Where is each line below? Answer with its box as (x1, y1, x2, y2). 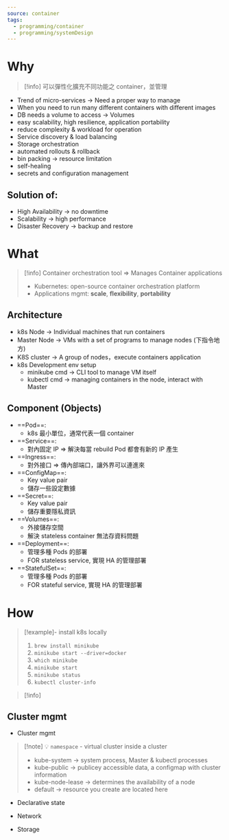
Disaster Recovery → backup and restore (16, 222, 134, 230)
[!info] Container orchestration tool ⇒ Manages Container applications (23, 269, 223, 277)
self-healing (16, 162, 51, 170)
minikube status (34, 672, 81, 678)
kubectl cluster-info (34, 678, 96, 686)
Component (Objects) (7, 403, 102, 415)
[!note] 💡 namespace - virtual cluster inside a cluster (23, 742, 168, 751)
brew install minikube (34, 642, 99, 650)
